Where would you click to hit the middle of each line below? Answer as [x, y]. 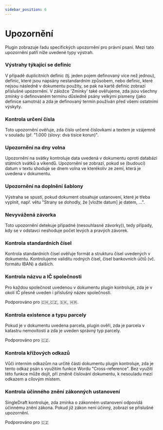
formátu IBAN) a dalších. [30, 264]
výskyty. [14, 106]
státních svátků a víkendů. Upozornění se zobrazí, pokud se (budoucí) [75, 163]
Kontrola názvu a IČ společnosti [43, 277]
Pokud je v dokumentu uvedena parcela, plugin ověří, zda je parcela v [75, 325]
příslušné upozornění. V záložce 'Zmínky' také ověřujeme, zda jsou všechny [81, 91]
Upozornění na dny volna [35, 148]
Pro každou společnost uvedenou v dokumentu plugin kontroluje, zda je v [79, 287]
